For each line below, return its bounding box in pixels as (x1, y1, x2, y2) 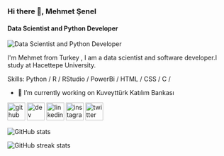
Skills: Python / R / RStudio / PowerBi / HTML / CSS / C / (7, 74, 172, 84)
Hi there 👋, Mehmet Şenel (7, 6, 97, 16)
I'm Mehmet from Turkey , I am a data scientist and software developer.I (7, 53, 218, 62)
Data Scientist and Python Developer (7, 24, 118, 33)
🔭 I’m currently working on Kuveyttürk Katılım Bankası (17, 89, 175, 97)
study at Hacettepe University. (7, 61, 96, 69)
